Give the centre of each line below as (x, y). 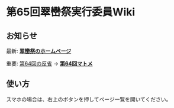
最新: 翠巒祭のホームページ (39, 51)
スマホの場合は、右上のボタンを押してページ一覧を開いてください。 (89, 99)
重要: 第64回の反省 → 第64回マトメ (49, 63)
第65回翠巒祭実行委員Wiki (71, 12)
